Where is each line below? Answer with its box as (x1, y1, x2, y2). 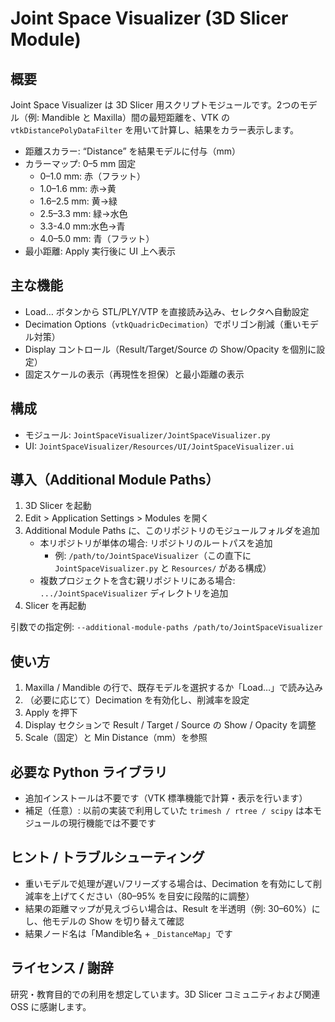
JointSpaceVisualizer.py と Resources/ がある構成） (54, 562, 272, 574)
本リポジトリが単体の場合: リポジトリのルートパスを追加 (39, 537, 273, 549)
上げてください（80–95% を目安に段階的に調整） (51, 890, 255, 902)
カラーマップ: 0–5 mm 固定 (24, 158, 137, 169)
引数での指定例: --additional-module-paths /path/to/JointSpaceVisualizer (10, 621, 323, 633)
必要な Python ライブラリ (10, 763, 168, 781)
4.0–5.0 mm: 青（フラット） (39, 233, 155, 244)
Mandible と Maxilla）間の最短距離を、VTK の (41, 112, 230, 123)
